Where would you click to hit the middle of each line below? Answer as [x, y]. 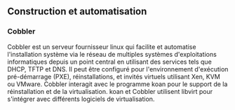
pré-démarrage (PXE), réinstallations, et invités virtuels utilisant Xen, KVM [114, 76]
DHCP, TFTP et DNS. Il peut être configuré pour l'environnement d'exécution [118, 69]
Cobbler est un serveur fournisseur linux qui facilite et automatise [102, 47]
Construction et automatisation [77, 12]
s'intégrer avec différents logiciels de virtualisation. [81, 99]
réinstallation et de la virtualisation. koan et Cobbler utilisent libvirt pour [110, 91]
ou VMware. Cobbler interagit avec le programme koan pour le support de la [117, 84]
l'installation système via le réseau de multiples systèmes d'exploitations [112, 54]
